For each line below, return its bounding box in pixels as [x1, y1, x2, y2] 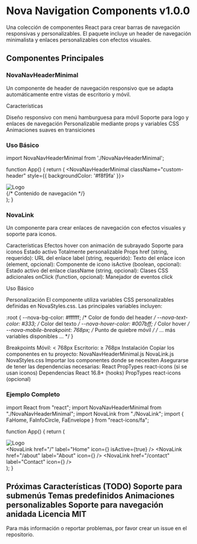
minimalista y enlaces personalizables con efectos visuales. [6, 36, 152, 43]
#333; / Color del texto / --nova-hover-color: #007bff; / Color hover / [21, 320, 190, 327]
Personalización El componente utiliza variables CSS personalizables [6, 297, 175, 304]
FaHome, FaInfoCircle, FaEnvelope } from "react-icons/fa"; [6, 416, 149, 424]
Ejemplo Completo [6, 390, 60, 399]
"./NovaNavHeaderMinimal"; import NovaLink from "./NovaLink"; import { [6, 410, 184, 417]
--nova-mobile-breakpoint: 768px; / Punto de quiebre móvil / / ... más [6, 327, 176, 334]
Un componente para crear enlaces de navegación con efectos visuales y [6, 224, 186, 232]
